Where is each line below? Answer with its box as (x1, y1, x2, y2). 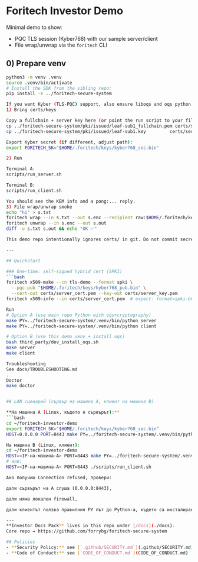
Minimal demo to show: (6, 24, 63, 31)
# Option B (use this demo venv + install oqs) (6, 334, 126, 340)
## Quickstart (6, 258, 41, 264)
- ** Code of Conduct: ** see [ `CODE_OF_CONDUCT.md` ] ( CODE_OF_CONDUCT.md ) (6, 550, 189, 556)
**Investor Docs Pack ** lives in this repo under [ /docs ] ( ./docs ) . (6, 523, 176, 529)
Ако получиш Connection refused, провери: (6, 475, 112, 480)
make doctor (6, 383, 35, 389)
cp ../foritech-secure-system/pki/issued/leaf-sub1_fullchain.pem (6, 123, 173, 129)
